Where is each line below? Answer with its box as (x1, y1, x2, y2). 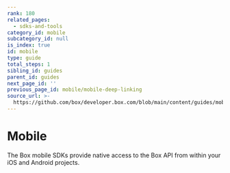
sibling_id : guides (7, 67, 63, 74)
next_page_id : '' (7, 80, 57, 87)
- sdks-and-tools (13, 23, 63, 29)
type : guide (7, 55, 41, 62)
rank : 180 (7, 10, 36, 17)
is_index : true (7, 42, 51, 49)
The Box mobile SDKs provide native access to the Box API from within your (7, 151, 221, 159)
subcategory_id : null (7, 36, 69, 42)
